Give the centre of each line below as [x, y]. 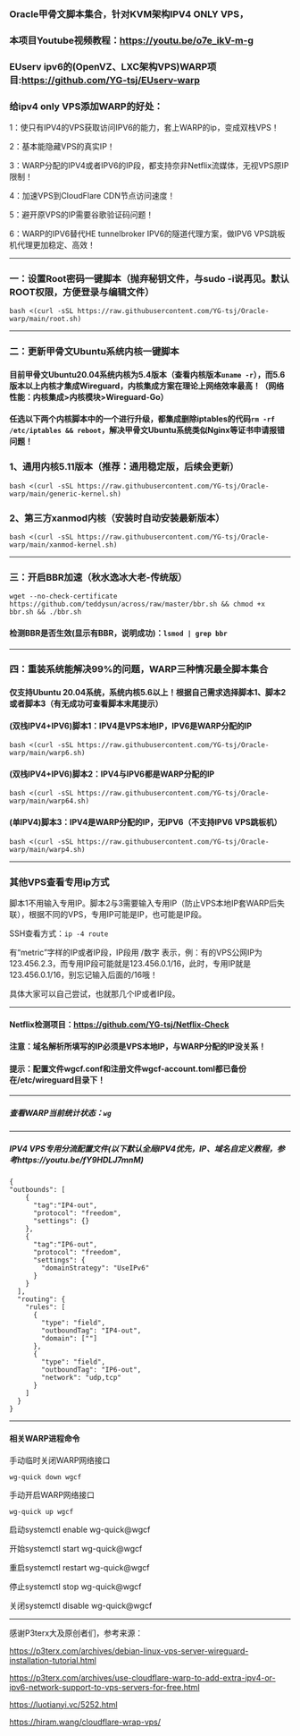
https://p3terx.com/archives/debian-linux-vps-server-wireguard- [129, 1651]
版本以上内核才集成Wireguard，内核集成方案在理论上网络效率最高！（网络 [146, 386]
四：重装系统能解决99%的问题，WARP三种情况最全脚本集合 [139, 669]
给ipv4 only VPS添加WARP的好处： [86, 106]
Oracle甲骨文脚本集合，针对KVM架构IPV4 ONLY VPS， [129, 13]
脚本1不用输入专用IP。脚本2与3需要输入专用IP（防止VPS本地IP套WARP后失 [147, 903]
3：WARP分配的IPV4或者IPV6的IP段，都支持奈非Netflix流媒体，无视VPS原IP [149, 166]
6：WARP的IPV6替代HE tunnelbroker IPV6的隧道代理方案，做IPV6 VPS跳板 [147, 234]
